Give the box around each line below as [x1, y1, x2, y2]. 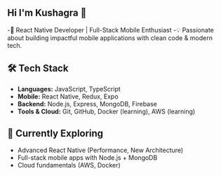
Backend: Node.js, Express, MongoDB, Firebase [17, 99, 158, 108]
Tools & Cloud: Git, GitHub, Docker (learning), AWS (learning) [17, 107, 196, 115]
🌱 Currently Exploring [7, 127, 104, 139]
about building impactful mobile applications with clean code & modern [7, 33, 213, 42]
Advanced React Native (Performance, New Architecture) [17, 146, 184, 155]
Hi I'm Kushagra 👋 [7, 7, 87, 19]
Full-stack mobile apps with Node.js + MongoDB [17, 153, 158, 162]
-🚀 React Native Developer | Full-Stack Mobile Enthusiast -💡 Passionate [7, 25, 214, 34]
